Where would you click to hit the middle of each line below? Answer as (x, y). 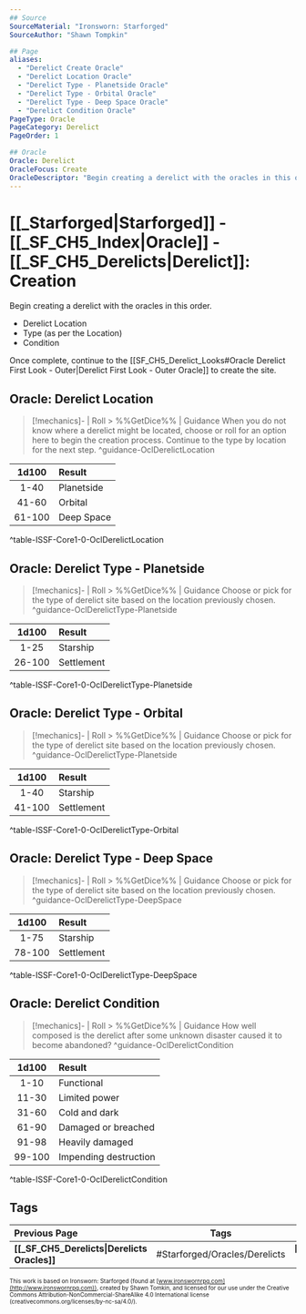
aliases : (26, 60)
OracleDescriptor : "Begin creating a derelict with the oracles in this (150, 178)
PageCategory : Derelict (55, 127)
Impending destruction (107, 1156)
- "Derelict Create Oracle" (71, 68)
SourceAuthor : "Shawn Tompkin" (69, 35)
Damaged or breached (107, 1127)
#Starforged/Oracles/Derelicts (221, 1255)
